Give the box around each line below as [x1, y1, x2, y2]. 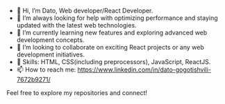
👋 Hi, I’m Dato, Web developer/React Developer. [16, 7, 153, 14]
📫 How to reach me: [16, 65, 76, 74]
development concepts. [16, 36, 85, 44]
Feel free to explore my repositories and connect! [6, 89, 147, 96]
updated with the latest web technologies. [16, 21, 137, 29]
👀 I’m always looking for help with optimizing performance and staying [16, 14, 218, 22]
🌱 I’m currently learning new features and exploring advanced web [16, 28, 208, 37]
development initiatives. [16, 50, 85, 59]
